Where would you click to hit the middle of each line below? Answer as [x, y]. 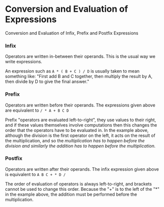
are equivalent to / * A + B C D [37, 110]
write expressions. [24, 62]
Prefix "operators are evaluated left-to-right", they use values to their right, [81, 120]
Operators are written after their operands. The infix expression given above [82, 169]
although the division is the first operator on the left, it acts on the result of [80, 135]
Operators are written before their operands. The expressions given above [80, 105]
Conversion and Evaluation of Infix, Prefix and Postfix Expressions [72, 33]
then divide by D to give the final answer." [47, 81]
